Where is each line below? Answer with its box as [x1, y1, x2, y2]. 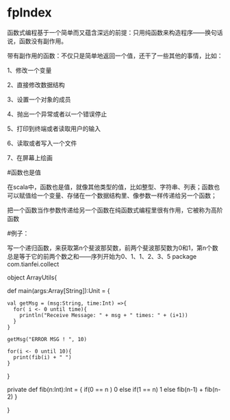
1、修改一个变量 [7, 66, 52, 74]
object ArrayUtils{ [7, 273, 57, 281]
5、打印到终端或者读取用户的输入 [7, 124, 101, 132]
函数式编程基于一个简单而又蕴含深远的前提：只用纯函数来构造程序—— [7, 28, 205, 36]
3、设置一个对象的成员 [7, 95, 71, 104]
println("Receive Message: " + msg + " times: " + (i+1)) [19, 312, 188, 318]
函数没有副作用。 [18, 36, 67, 45]
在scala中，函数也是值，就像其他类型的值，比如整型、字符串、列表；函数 [7, 183, 214, 191]
